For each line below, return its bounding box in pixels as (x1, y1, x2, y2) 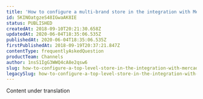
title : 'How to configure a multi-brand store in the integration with (6, 8, 190, 15)
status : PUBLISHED (6, 20, 53, 26)
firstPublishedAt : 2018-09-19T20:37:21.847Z (6, 43, 120, 49)
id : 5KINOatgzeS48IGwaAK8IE (6, 14, 77, 21)
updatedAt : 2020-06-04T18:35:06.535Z (6, 31, 101, 37)
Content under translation (6, 87, 71, 94)
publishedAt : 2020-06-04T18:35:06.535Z (6, 37, 107, 43)
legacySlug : (6, 71, 36, 77)
